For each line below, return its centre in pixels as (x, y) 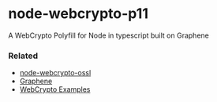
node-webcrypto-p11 (78, 14)
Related (23, 56)
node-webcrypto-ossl (55, 73)
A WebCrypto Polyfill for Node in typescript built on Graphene (108, 35)
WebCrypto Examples (55, 89)
